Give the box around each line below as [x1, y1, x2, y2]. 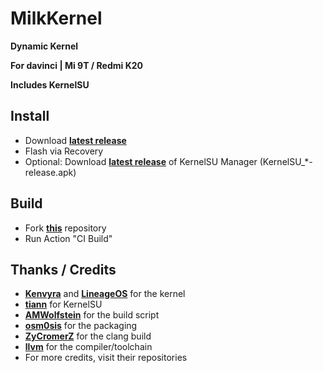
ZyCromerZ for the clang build [24, 330, 152, 342]
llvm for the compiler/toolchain [24, 341, 153, 353]
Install [10, 108, 50, 125]
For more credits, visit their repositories [24, 352, 188, 364]
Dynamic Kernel [10, 40, 79, 52]
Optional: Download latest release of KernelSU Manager [24, 155, 258, 167]
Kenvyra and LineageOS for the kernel [24, 288, 186, 300]
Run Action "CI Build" [24, 232, 113, 244]
